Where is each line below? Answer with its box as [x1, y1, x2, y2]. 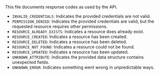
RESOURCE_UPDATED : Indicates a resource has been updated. [12, 49, 129, 55]
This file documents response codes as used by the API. [5, 4, 118, 10]
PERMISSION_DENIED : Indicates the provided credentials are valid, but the [12, 19, 154, 24]
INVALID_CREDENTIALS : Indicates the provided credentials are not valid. [12, 13, 151, 19]
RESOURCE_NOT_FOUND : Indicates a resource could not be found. [12, 44, 135, 50]
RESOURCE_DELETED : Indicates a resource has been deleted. [12, 39, 127, 45]
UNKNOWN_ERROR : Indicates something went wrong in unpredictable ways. [12, 64, 155, 70]
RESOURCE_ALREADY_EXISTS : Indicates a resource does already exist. [12, 29, 144, 34]
